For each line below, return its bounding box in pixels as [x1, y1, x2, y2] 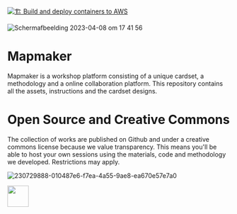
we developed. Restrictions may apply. [7, 157, 120, 166]
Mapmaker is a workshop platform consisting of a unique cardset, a [7, 72, 204, 80]
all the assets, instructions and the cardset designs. [7, 86, 158, 95]
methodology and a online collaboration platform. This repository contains [7, 79, 224, 88]
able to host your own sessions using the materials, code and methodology [7, 150, 226, 159]
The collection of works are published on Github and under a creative [7, 135, 210, 143]
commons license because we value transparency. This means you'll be [7, 142, 217, 151]
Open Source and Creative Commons [7, 112, 230, 128]
